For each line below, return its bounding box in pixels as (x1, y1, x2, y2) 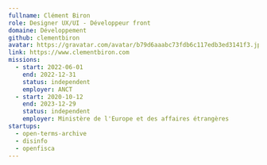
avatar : (8, 41, 34, 49)
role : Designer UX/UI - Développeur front (8, 19, 151, 27)
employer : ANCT (22, 85, 73, 94)
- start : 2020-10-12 (15, 93, 83, 101)
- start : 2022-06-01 (15, 63, 83, 71)
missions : (8, 56, 41, 64)
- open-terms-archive (15, 129, 87, 137)
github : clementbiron (8, 33, 80, 42)
